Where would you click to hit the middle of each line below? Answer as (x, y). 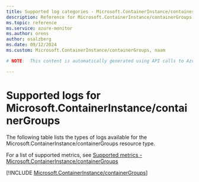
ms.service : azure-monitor (39, 28)
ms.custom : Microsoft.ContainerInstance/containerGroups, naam (86, 50)
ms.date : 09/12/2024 (32, 45)
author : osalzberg (29, 39)
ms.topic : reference (32, 23)
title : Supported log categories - (50, 12)
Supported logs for (54, 95)
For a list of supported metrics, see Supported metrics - (74, 155)
